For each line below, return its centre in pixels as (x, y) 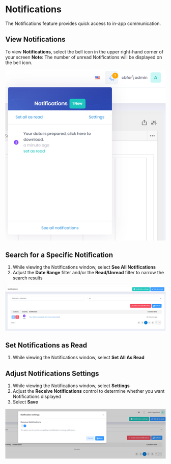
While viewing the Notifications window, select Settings (71, 386)
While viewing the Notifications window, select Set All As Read (79, 358)
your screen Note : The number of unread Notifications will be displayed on (84, 57)
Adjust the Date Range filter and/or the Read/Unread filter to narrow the (88, 273)
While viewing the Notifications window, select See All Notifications (84, 267)
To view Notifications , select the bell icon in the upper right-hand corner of (84, 51)
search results (27, 278)
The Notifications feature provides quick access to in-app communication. (83, 23)
